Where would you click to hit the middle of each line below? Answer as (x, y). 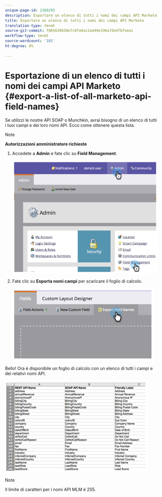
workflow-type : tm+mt (27, 36)
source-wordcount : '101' (30, 41)
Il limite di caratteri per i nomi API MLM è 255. (50, 490)
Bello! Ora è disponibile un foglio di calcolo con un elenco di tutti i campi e (79, 369)
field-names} (32, 106)
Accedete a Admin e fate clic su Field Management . (65, 153)
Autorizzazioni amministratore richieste (46, 144)
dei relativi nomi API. (25, 373)
